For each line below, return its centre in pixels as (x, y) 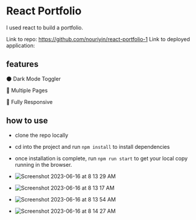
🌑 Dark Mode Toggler (33, 78)
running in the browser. (43, 164)
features (22, 64)
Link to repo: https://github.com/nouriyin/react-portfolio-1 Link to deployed (98, 39)
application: (21, 45)
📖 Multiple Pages (27, 90)
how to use (27, 121)
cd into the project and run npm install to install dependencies (92, 146)
